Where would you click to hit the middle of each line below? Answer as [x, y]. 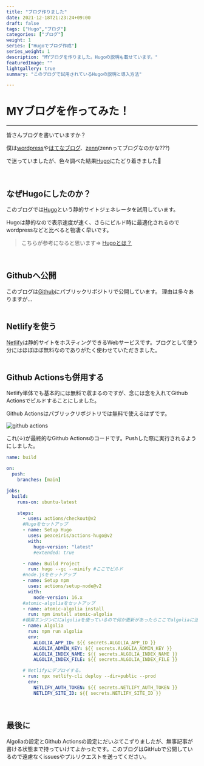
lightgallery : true [31, 68]
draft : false [23, 23]
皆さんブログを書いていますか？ [46, 135]
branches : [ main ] [39, 480]
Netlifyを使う [31, 327]
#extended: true [54, 553]
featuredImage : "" [29, 63]
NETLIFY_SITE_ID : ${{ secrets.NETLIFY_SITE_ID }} [97, 693]
